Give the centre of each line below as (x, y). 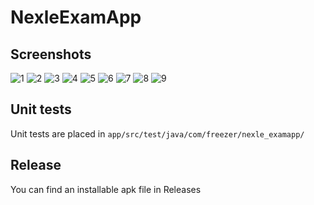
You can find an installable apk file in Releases (106, 189)
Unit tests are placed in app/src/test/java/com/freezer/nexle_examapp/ (157, 133)
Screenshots (51, 54)
